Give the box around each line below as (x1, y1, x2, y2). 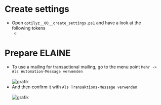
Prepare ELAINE (4, 48, 71, 59)
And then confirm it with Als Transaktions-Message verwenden (11, 84, 138, 90)
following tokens (11, 25, 45, 31)
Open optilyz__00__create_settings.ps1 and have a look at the (11, 20, 141, 26)
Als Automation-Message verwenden (11, 69, 83, 74)
